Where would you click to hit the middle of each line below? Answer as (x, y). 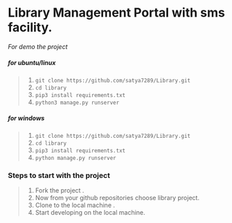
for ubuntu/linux (32, 62)
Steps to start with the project (59, 175)
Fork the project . (60, 190)
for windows (26, 118)
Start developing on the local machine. (90, 213)
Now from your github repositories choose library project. (117, 198)
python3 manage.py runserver (77, 102)
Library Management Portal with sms (117, 13)
